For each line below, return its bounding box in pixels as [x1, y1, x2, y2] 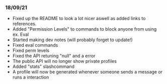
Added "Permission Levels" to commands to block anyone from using [12, 26, 157, 32]
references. [12, 21, 37, 27]
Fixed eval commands [12, 42, 58, 48]
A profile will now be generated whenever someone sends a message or [12, 69, 162, 75]
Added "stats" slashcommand [12, 63, 74, 69]
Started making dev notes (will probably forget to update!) [12, 37, 133, 43]
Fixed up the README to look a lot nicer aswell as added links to [12, 16, 146, 22]
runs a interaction [12, 74, 49, 80]
